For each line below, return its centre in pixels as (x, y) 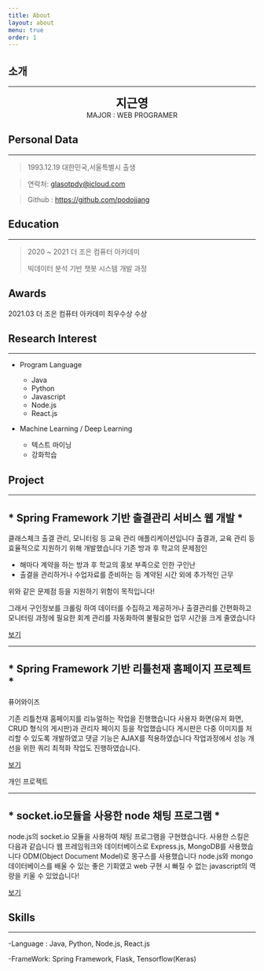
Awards (27, 294)
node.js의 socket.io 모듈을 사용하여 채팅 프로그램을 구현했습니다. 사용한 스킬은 (129, 836)
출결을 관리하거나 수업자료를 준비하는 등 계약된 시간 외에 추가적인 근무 (126, 574)
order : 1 (22, 37)
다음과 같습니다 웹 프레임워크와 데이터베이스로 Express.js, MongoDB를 (117, 846)
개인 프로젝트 (28, 781)
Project (26, 480)
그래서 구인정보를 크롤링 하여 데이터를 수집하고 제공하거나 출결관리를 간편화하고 (130, 608)
